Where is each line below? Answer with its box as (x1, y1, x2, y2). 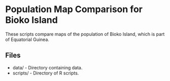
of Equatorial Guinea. (5, 36, 50, 43)
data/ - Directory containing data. (12, 64, 83, 70)
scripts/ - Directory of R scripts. (12, 70, 79, 76)
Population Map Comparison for (5, 4, 143, 15)
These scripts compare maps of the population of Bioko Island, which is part (5, 31, 165, 37)
